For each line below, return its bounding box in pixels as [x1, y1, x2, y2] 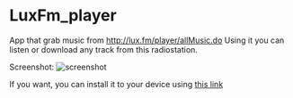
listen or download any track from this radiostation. [9, 44, 198, 54]
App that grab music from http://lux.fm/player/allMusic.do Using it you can [9, 35, 285, 45]
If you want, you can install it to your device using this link [9, 78, 224, 89]
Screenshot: [9, 61, 55, 72]
